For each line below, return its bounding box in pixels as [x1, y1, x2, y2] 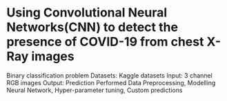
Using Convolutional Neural [6, 5, 168, 21]
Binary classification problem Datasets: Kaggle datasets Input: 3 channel [6, 71, 213, 80]
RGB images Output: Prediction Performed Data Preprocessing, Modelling [6, 78, 216, 87]
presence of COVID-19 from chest [6, 34, 204, 49]
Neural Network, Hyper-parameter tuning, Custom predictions [6, 86, 183, 94]
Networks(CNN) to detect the [6, 19, 179, 35]
